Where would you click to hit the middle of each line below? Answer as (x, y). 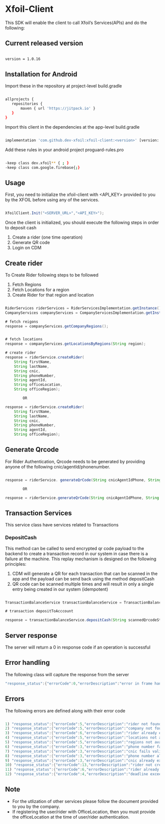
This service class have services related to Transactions (62, 525)
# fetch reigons (22, 322)
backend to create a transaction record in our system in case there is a (77, 553)
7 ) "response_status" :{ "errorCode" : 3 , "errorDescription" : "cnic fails (78, 751)
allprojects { (20, 99)
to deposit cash (21, 228)
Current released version (44, 43)
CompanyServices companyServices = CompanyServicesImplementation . (76, 313)
